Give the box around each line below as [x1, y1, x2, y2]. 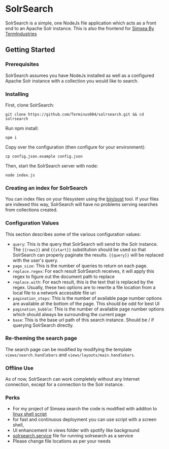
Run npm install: [5, 125, 39, 131]
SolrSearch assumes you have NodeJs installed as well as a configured [5, 72, 155, 78]
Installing [5, 90, 29, 97]
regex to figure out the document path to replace [12, 273, 115, 279]
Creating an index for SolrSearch [5, 184, 88, 191]
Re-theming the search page [5, 334, 78, 342]
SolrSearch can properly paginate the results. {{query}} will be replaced [12, 251, 164, 258]
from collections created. [5, 207, 58, 213]
